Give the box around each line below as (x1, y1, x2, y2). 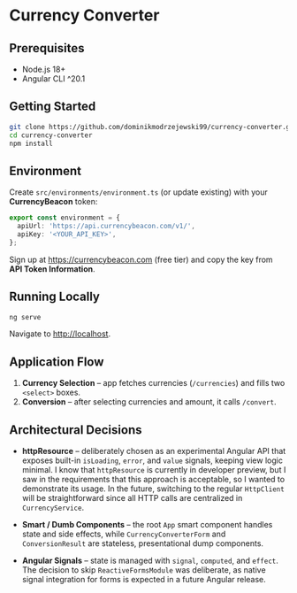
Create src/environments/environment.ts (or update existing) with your (9, 187, 268, 197)
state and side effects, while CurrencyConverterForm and (21, 528, 226, 540)
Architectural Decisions (9, 422, 142, 437)
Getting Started (9, 99, 96, 114)
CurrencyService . (21, 502, 85, 513)
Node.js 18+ (21, 64, 66, 74)
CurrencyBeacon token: (9, 196, 98, 207)
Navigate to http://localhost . (9, 328, 111, 339)
